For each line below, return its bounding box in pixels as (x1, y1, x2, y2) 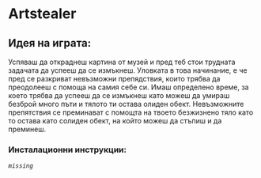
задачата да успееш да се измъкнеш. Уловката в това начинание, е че (8, 66, 248, 75)
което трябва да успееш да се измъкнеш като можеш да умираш (8, 91, 230, 100)
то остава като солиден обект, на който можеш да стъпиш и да (8, 116, 222, 125)
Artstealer (8, 5, 77, 23)
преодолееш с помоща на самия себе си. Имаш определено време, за (8, 82, 249, 92)
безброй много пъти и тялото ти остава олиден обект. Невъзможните (8, 100, 244, 108)
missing (8, 162, 34, 170)
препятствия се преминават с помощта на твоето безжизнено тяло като (8, 108, 254, 117)
